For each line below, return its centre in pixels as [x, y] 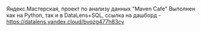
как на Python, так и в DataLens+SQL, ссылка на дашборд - [84, 15]
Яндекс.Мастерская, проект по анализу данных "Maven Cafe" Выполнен [101, 9]
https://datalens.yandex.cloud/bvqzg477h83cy [65, 22]
